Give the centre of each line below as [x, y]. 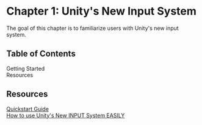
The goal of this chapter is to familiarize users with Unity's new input [92, 28]
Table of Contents [41, 54]
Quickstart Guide [27, 109]
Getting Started [26, 68]
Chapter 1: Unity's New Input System [102, 11]
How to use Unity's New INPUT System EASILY [66, 115]
